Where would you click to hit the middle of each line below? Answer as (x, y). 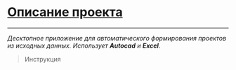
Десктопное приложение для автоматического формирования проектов (117, 38)
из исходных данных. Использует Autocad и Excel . (84, 45)
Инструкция (42, 59)
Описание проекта (65, 12)
